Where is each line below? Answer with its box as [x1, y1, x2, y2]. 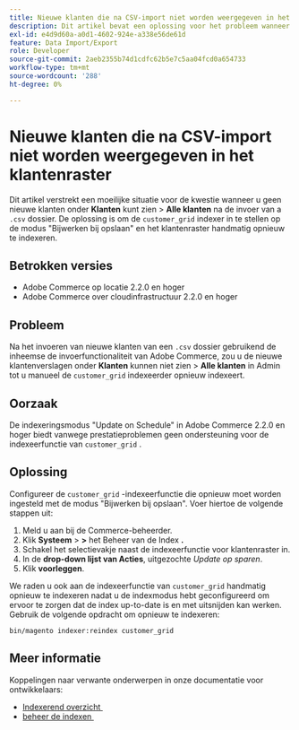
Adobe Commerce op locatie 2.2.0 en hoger [21, 282, 185, 292]
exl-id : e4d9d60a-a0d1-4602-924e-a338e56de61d [9, 30, 186, 39]
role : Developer [9, 47, 70, 56]
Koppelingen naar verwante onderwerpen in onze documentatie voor [9, 674, 264, 685]
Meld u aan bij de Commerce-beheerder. [21, 525, 173, 535]
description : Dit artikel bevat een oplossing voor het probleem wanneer [9, 22, 291, 30]
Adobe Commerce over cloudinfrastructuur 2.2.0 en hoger [21, 291, 238, 302]
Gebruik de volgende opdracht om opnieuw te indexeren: [9, 609, 220, 620]
